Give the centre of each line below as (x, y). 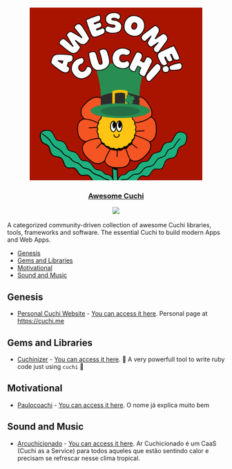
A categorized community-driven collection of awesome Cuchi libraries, (109, 225)
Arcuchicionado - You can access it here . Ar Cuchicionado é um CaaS (117, 443)
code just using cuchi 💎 (50, 366)
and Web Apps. (29, 240)
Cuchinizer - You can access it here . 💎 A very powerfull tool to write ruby (121, 359)
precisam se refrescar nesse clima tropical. (78, 458)
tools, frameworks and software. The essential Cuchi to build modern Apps (114, 233)
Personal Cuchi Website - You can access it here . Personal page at (112, 314)
